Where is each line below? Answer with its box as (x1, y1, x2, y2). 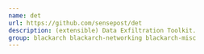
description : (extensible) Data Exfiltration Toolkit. (8, 26, 197, 34)
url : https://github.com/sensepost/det (8, 19, 143, 27)
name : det (8, 11, 42, 20)
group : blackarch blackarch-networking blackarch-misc (8, 33, 197, 42)
